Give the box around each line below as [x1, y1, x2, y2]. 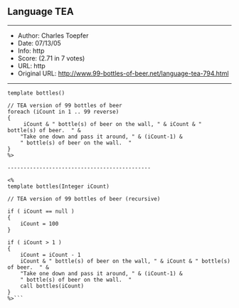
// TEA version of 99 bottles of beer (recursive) [7, 195, 161, 202]
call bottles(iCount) [20, 282, 84, 290]
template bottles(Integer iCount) [7, 183, 110, 190]
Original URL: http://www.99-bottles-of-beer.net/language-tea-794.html [17, 69, 229, 78]
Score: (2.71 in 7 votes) [17, 53, 85, 63]
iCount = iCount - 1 [20, 251, 81, 258]
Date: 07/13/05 [17, 38, 62, 47]
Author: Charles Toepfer [17, 31, 89, 40]
